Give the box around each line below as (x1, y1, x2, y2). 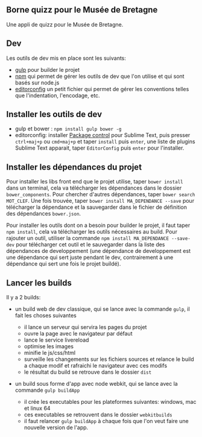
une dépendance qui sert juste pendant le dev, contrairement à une (6, 254, 174, 261)
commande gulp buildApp (14, 386, 80, 394)
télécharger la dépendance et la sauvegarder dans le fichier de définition (6, 203, 188, 211)
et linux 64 (24, 404, 51, 412)
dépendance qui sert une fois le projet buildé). (6, 260, 121, 267)
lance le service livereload (24, 336, 89, 343)
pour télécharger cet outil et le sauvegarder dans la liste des (16, 241, 165, 248)
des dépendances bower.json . (6, 210, 81, 217)
